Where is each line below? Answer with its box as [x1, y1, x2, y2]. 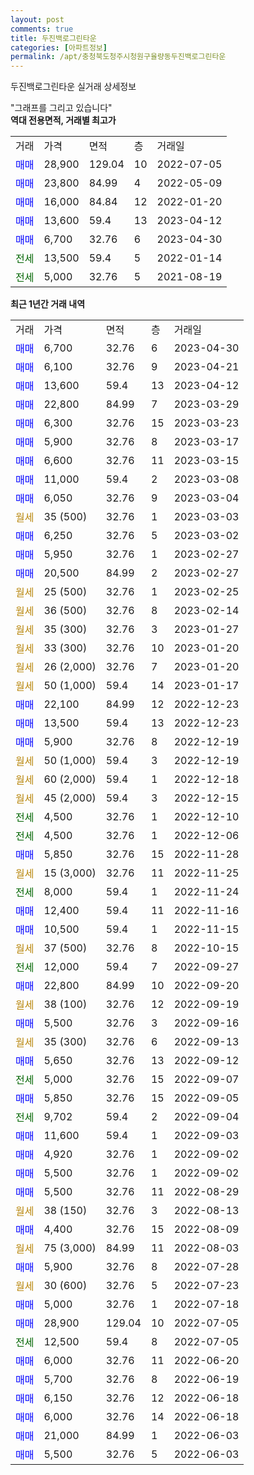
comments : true [10, 24, 74, 34]
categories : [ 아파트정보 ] [10, 42, 108, 53]
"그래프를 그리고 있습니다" [10, 102, 113, 114]
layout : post [10, 14, 65, 25]
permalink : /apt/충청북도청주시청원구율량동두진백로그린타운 [10, 52, 227, 62]
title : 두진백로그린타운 [10, 33, 97, 43]
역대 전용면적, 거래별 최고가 [10, 114, 117, 126]
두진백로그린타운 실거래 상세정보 [10, 81, 137, 93]
